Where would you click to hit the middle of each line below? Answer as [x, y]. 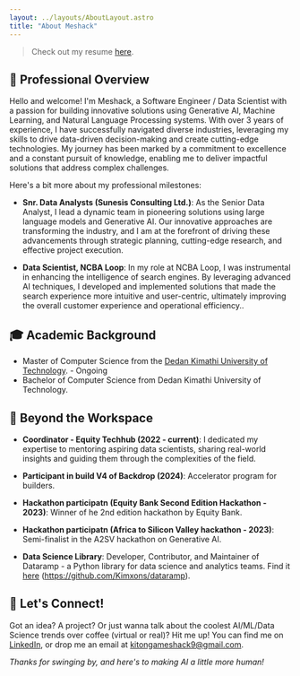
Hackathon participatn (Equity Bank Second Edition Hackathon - [144, 502]
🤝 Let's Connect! [57, 604]
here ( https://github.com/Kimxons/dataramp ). [106, 576]
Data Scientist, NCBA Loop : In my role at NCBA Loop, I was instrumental [156, 268]
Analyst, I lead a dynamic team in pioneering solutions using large [143, 212]
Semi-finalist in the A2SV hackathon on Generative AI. [122, 539]
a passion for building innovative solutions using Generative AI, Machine [142, 111]
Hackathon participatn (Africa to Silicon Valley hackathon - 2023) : [148, 529]
